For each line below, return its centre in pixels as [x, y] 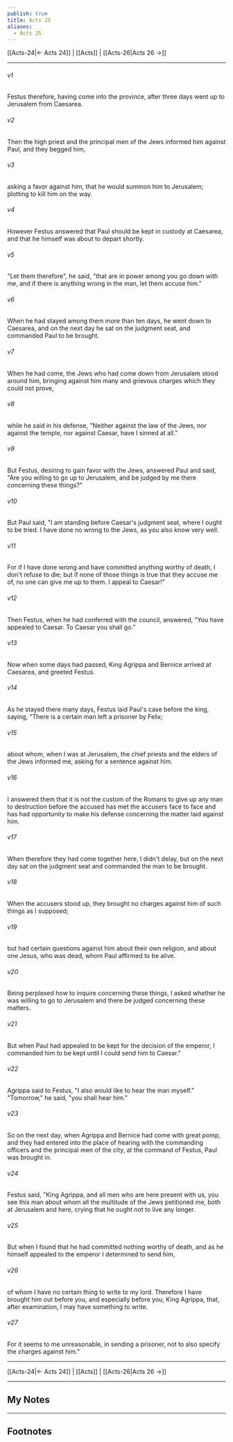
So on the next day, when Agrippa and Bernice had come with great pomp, [114, 1135]
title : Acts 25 [29, 20]
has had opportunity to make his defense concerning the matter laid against [115, 813]
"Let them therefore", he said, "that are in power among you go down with [113, 276]
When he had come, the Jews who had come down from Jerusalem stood [113, 373]
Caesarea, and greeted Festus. [51, 672]
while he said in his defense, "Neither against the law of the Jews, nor [107, 426]
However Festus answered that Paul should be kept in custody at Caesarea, [115, 232]
